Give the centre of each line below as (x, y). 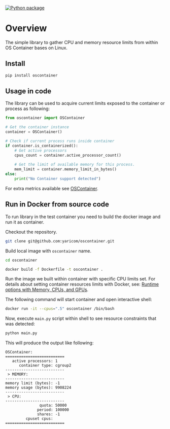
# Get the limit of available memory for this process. (75, 165)
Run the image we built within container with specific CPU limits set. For (80, 279)
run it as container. (25, 222)
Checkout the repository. (31, 232)
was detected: (20, 324)
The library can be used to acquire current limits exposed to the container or (85, 103)
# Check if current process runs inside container (60, 141)
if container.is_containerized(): (42, 146)
